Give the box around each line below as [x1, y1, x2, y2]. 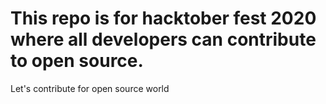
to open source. [10, 50, 144, 72]
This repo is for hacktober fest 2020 [10, 7, 317, 30]
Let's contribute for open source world [10, 82, 170, 94]
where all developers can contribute [10, 28, 317, 51]
